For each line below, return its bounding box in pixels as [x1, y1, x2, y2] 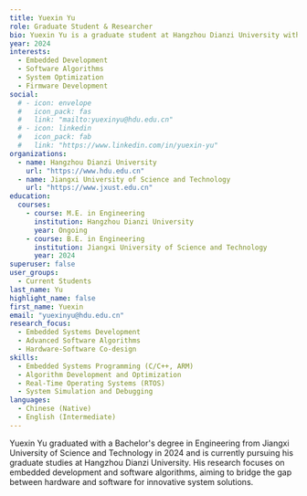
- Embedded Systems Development [17, 328, 142, 337]
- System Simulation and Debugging [17, 387, 153, 396]
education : [9, 192, 51, 201]
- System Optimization [17, 73, 104, 82]
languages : [9, 396, 51, 405]
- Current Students [17, 277, 92, 286]
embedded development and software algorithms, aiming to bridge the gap [9, 467, 292, 478]
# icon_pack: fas [17, 107, 92, 116]
